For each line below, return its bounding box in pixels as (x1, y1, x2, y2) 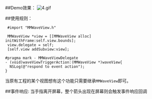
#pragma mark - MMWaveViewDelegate (5, 55, 78, 60)
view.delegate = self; (7, 43, 54, 48)
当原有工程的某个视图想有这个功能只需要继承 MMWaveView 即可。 (5, 78, 131, 84)
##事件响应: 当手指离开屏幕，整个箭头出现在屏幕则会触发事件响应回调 (5, 89, 147, 94)
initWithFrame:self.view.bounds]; (5, 38, 76, 43)
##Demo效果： (5, 5, 36, 10)
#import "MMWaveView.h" (7, 25, 56, 30)
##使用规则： (5, 15, 33, 21)
